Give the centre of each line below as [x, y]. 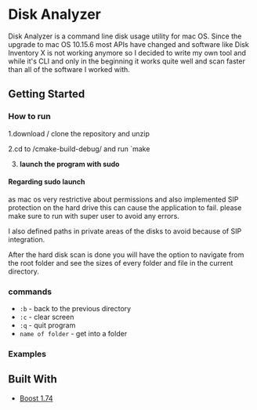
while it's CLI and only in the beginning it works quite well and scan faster [127, 61]
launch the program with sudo [69, 164]
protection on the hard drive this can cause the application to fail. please [125, 207]
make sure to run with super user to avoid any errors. [94, 216]
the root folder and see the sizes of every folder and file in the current [121, 263]
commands [30, 292]
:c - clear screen [47, 317]
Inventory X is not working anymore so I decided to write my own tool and [127, 53]
